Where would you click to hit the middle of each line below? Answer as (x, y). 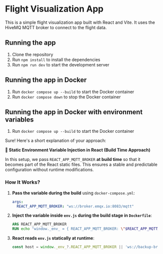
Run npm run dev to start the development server (61, 64)
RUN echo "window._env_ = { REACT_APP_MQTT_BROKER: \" (69, 229)
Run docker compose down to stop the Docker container (66, 97)
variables (19, 119)
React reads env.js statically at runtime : (53, 238)
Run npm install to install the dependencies (56, 60)
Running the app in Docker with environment (74, 112)
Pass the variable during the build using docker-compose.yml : (73, 193)
